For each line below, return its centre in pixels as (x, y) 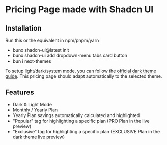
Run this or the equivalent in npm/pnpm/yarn (52, 40)
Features (20, 92)
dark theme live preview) (39, 137)
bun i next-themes (32, 61)
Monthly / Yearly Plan (35, 110)
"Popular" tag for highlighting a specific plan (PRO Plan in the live (81, 121)
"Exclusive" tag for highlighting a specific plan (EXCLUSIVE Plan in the (86, 131)
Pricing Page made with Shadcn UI (79, 9)
